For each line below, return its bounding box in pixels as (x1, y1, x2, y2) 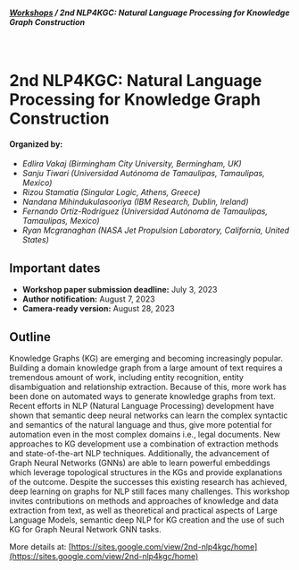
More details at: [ (9, 541, 72, 552)
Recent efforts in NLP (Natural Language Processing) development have (9, 400, 275, 411)
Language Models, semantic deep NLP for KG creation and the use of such (9, 515, 285, 525)
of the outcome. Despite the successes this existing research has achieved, (9, 476, 287, 487)
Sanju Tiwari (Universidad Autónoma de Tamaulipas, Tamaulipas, (21, 168, 265, 179)
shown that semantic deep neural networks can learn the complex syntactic (9, 410, 288, 421)
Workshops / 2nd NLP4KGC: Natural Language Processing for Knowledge (9, 7, 290, 18)
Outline (9, 329, 51, 345)
